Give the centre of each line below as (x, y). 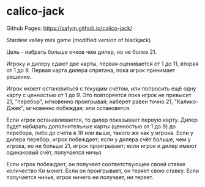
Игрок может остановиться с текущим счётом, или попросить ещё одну (101, 88)
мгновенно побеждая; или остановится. (78, 108)
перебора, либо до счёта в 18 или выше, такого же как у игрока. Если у (100, 133)
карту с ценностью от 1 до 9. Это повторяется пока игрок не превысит (99, 95)
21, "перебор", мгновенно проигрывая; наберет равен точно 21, (90, 101)
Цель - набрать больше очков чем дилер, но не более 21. (82, 52)
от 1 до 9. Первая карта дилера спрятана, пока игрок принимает (91, 70)
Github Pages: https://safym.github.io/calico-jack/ (69, 28)
